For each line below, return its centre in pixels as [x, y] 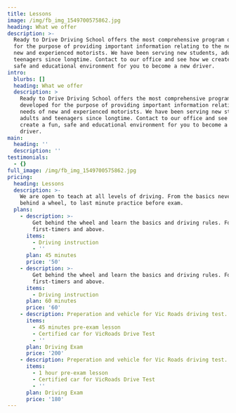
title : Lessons [29, 14]
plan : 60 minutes [51, 301]
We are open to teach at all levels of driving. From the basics [118, 197]
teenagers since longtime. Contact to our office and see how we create [122, 60]
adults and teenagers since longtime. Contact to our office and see [124, 118]
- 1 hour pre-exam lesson [71, 373]
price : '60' [43, 308]
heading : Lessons [39, 183]
